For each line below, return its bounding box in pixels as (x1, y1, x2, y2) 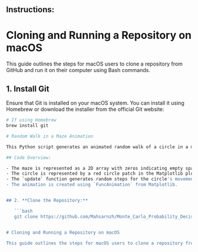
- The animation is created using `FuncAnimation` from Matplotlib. (6, 182, 178, 188)
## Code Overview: (6, 155, 51, 161)
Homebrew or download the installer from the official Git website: (6, 106, 164, 113)
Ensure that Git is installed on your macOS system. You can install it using (6, 100, 184, 107)
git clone (14, 214, 38, 220)
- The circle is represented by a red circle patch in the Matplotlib (6, 171, 183, 176)
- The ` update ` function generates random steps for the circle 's (6, 176, 173, 182)
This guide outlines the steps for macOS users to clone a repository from (6, 60, 183, 67)
